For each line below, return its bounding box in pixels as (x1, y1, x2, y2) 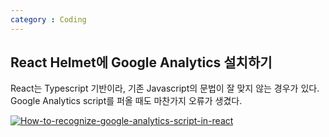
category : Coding (10, 14, 87, 25)
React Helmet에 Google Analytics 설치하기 (10, 54, 273, 71)
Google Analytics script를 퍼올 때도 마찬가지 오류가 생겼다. (10, 95, 243, 107)
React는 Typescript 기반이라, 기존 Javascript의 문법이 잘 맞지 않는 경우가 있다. (10, 82, 320, 95)
